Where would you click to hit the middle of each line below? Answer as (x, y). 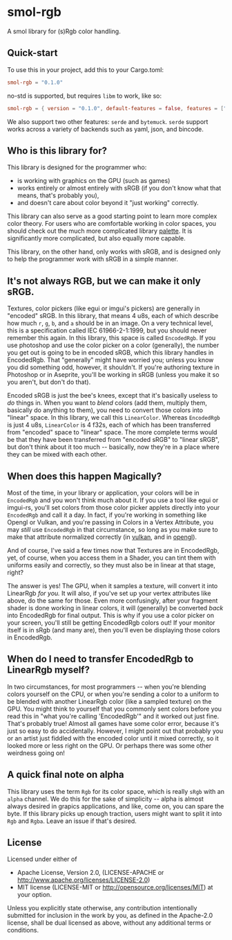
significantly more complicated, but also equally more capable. (97, 238)
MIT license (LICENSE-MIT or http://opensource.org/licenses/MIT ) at (115, 887)
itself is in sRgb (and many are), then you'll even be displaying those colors (114, 630)
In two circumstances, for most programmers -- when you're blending (107, 686)
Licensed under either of (42, 859)
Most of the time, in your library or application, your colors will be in (103, 493)
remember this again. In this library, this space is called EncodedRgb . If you (112, 338)
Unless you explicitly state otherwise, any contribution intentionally (102, 908)
